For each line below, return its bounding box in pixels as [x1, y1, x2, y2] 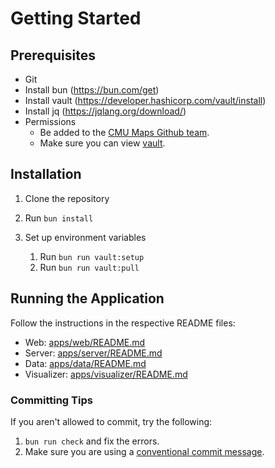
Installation [10, 166, 82, 183]
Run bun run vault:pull [39, 261, 140, 273]
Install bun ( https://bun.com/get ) [24, 84, 160, 96]
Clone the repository [24, 192, 110, 204]
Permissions [24, 116, 77, 127]
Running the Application [10, 290, 165, 307]
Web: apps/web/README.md [24, 336, 146, 348]
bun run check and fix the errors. [24, 435, 160, 447]
